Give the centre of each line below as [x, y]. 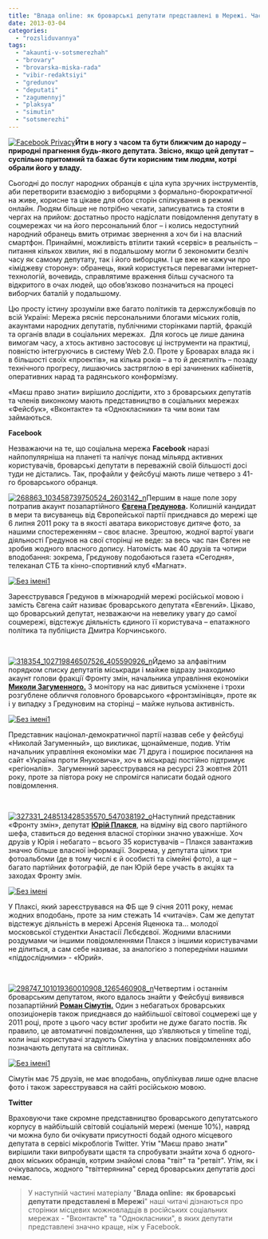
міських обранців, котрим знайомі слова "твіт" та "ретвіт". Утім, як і [142, 1160]
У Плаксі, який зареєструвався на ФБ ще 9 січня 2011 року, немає [121, 906]
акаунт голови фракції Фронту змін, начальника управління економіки [128, 678]
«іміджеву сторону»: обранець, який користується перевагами [116, 267]
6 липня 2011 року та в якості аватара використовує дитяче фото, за [124, 523]
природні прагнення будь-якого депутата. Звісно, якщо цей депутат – [131, 150]
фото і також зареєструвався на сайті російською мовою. [107, 1087]
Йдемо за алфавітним [189, 661]
